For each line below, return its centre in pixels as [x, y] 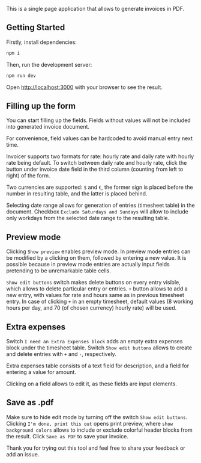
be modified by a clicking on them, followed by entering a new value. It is [96, 258]
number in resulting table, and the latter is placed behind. [77, 194]
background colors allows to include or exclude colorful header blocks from [100, 430]
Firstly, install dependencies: [41, 42]
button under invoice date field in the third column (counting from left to [95, 169]
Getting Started [36, 27]
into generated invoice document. [48, 127]
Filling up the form [41, 106]
